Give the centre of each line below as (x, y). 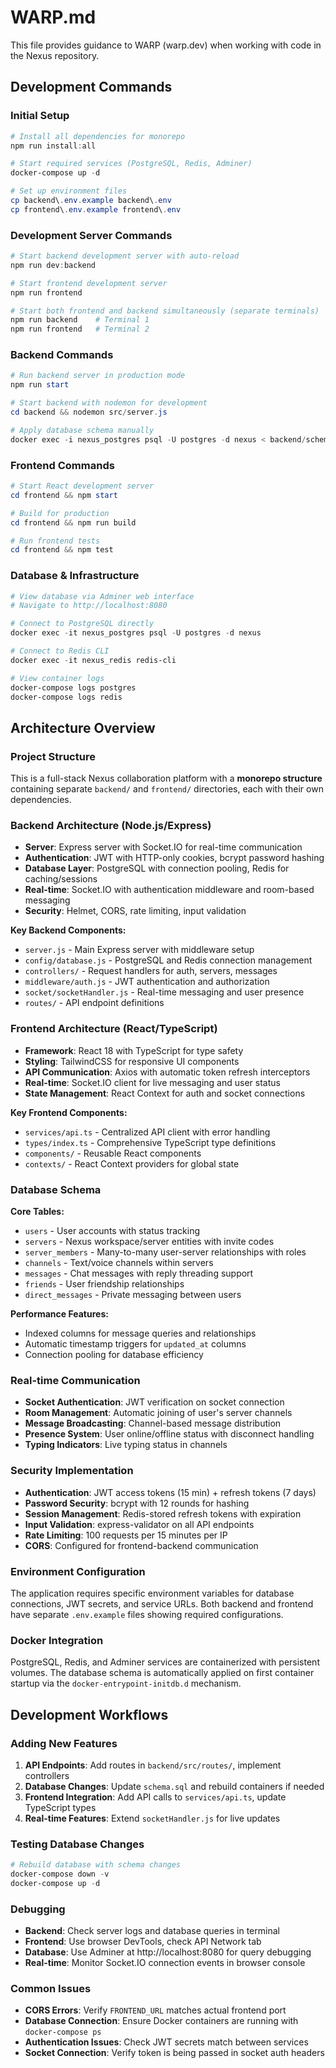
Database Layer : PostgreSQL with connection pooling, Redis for (157, 868)
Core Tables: (37, 1212)
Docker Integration (57, 1640)
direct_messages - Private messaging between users (133, 1295)
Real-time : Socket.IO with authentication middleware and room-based (169, 890)
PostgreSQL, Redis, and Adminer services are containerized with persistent (165, 1662)
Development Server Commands (91, 235)
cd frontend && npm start (64, 495)
